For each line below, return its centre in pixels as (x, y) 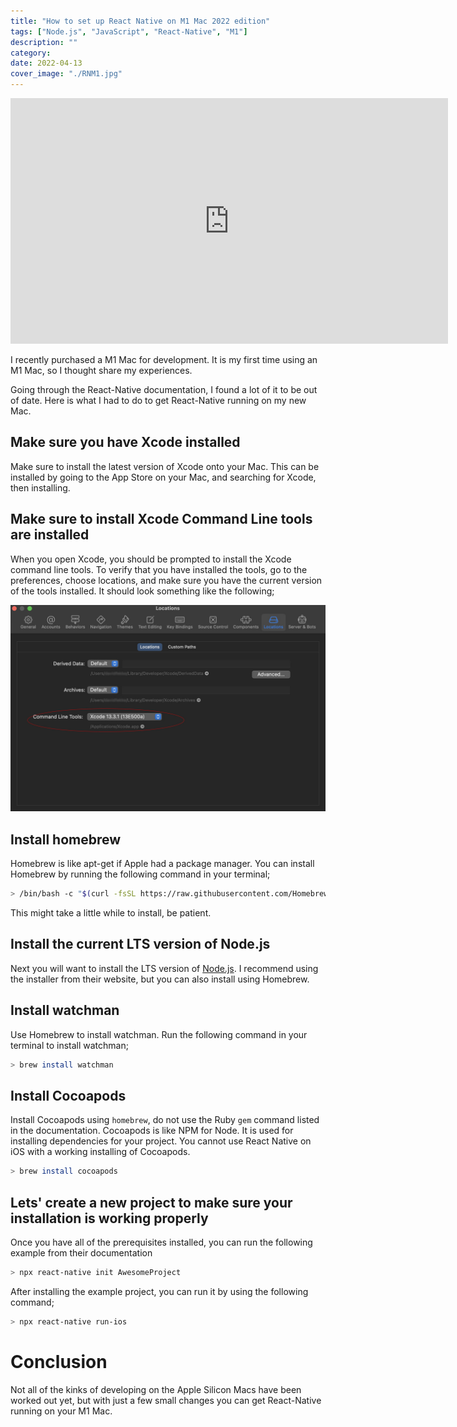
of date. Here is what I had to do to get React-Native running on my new (158, 400)
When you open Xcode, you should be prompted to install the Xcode (151, 559)
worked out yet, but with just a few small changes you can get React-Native (166, 1400)
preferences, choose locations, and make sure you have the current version (166, 580)
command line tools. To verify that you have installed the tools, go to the (159, 569)
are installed (50, 535)
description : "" (44, 42)
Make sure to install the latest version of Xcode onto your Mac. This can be (165, 466)
